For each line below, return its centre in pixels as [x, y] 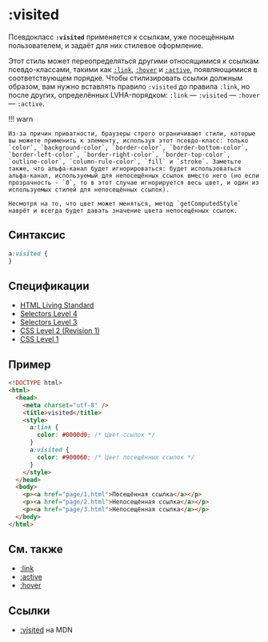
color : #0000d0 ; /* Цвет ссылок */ [96, 435]
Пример [30, 365]
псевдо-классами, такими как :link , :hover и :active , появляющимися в [133, 69]
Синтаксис [37, 235]
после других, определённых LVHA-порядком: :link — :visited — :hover [134, 94]
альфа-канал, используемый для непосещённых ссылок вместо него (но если [134, 175]
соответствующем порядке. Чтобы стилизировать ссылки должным [126, 78]
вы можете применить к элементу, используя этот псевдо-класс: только [128, 140]
